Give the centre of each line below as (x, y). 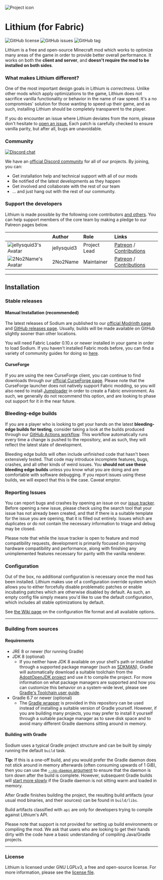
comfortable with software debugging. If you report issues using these (75, 475)
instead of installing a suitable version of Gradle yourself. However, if (88, 708)
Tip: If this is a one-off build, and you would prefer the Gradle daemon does (81, 760)
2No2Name (65, 262)
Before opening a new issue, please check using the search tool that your (78, 508)
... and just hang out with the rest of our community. (64, 191)
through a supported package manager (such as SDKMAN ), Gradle (86, 667)
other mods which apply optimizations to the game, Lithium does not (73, 94)
